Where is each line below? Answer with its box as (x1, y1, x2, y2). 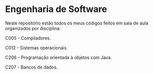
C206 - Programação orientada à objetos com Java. (5, 54, 112, 60)
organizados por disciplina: (5, 25, 61, 31)
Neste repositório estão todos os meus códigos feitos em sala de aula (5, 20, 149, 26)
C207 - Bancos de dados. (5, 64, 58, 70)
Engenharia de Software (5, 3, 107, 15)
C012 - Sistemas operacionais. (5, 44, 68, 50)
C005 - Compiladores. (5, 35, 51, 41)
